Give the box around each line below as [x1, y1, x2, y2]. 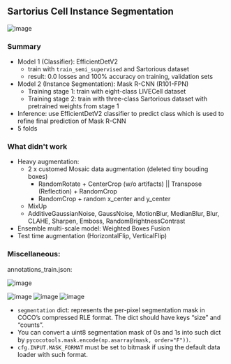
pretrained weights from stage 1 [27, 102, 119, 110]
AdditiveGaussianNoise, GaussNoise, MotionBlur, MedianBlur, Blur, [27, 210, 220, 218]
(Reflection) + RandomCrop [38, 187, 117, 196]
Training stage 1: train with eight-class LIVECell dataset [27, 87, 186, 96]
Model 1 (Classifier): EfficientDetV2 [17, 57, 119, 66]
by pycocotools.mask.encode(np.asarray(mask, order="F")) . [17, 335, 191, 344]
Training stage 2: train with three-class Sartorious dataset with [27, 94, 208, 103]
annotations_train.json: [7, 265, 73, 273]
